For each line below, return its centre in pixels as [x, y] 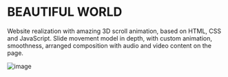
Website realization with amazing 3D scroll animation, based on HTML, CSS [114, 31]
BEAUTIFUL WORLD [65, 12]
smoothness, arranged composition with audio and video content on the [110, 45]
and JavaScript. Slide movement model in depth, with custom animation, [110, 38]
